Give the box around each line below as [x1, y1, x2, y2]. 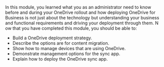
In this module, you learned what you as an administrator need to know [5, 4, 151, 10]
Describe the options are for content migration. [12, 40, 109, 46]
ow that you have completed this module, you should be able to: [5, 25, 137, 31]
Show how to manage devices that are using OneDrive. [12, 46, 126, 51]
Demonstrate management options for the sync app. [12, 51, 120, 57]
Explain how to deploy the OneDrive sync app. [12, 56, 108, 62]
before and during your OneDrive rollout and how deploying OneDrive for [5, 9, 156, 15]
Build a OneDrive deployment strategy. [12, 35, 92, 41]
